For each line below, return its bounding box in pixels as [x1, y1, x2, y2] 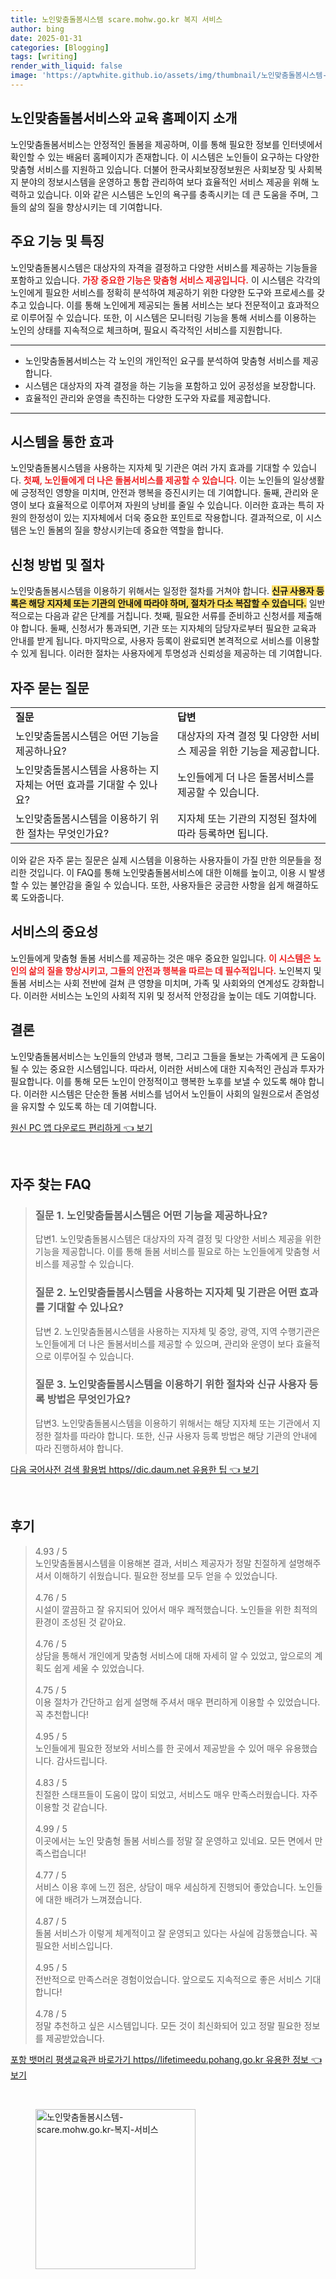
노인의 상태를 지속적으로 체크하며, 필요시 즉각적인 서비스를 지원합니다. [10, 324, 283, 336]
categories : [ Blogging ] [10, 42, 110, 53]
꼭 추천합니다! [34, 1708, 90, 1720]
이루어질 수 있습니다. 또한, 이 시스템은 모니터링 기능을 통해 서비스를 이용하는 [20, 311, 317, 323]
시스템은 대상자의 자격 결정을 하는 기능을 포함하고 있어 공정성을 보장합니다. [24, 379, 317, 391]
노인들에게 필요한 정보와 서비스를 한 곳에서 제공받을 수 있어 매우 [34, 1742, 283, 1754]
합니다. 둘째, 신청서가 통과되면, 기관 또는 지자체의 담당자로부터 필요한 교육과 [20, 622, 317, 635]
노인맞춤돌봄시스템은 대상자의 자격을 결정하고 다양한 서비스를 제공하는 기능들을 [10, 261, 318, 273]
